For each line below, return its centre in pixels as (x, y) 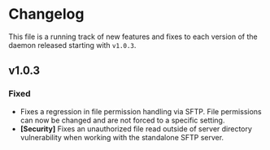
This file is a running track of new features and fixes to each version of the (133, 36)
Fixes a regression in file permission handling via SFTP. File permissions (141, 111)
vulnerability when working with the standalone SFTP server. (122, 137)
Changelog (46, 14)
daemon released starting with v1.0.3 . (72, 45)
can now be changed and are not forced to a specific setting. (122, 120)
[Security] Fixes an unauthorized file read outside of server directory (136, 129)
